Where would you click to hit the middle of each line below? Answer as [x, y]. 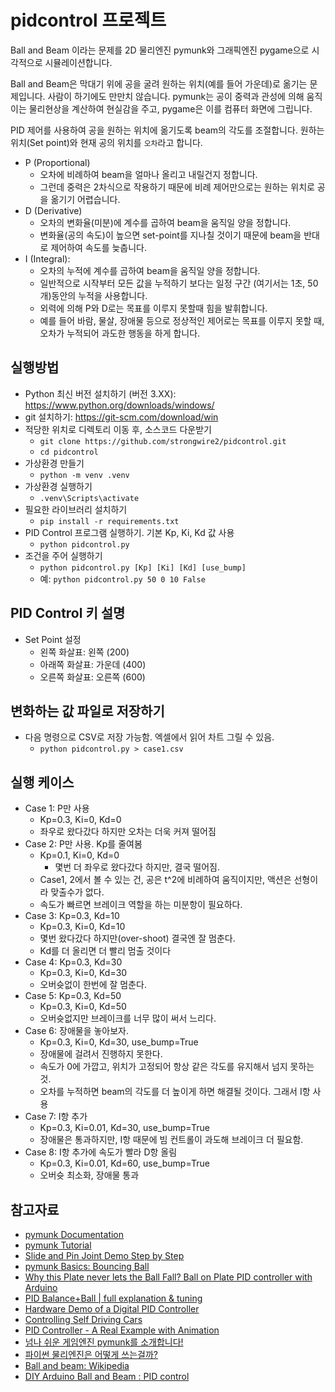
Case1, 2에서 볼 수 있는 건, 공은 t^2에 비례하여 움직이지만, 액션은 [165, 880]
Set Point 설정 [53, 639]
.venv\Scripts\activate [89, 498]
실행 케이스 [42, 782]
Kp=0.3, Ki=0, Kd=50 [83, 1007]
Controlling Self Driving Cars [83, 1319]
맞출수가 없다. [77, 892]
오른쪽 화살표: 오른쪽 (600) [92, 677]
